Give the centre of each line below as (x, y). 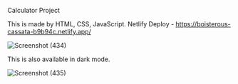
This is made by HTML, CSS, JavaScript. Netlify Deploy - (91, 24)
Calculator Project (34, 10)
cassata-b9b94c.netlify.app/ (49, 32)
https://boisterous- (203, 24)
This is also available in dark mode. (59, 59)
